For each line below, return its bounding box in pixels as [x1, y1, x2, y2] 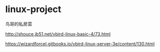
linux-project [5, 4, 62, 15]
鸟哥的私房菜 [5, 21, 32, 27]
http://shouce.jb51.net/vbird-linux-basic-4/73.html [5, 31, 111, 37]
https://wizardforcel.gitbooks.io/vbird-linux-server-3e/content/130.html [5, 40, 155, 46]
